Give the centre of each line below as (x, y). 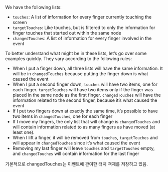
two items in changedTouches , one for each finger (62, 116)
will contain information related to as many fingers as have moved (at (84, 127)
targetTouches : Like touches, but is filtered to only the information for (84, 28)
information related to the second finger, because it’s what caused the (85, 100)
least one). (24, 132)
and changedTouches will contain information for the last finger (76, 153)
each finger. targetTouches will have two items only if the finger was (83, 90)
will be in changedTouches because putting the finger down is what (80, 74)
